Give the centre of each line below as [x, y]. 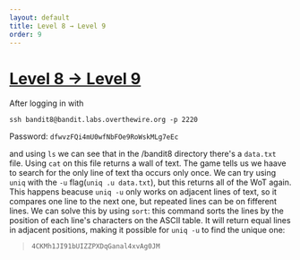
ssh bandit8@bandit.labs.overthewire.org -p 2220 [104, 120]
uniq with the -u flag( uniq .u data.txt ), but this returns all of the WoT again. [150, 182]
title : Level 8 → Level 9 [57, 26]
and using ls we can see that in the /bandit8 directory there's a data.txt [143, 154]
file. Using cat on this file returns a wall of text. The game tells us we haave [148, 163]
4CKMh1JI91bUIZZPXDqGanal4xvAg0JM [95, 247]
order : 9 [26, 34]
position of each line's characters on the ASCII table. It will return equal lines [150, 221]
